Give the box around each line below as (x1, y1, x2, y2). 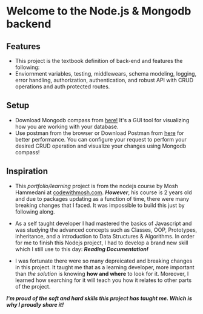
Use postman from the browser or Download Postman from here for (15, 129, 184, 137)
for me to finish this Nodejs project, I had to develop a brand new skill (15, 239, 188, 246)
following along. (15, 208, 56, 215)
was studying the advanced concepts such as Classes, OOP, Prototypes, (15, 226, 198, 234)
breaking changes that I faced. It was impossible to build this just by (15, 201, 185, 209)
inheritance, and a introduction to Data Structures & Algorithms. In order (15, 232, 195, 240)
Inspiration (6, 166, 48, 177)
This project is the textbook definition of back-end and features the (15, 57, 183, 64)
